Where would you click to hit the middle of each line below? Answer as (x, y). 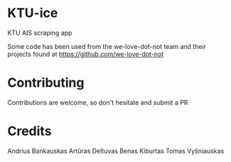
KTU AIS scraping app (40, 33)
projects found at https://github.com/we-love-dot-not (86, 54)
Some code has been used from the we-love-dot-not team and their (107, 46)
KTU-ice (33, 13)
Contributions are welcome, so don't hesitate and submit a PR (98, 102)
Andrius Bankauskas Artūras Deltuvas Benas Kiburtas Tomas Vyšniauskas (116, 151)
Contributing (46, 83)
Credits (29, 131)
